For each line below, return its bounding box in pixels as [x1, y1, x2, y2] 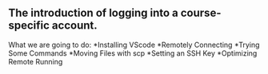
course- [180, 6, 222, 20]
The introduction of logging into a [8, 6, 178, 20]
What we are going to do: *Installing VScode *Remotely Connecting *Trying [8, 40, 260, 49]
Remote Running [8, 56, 63, 66]
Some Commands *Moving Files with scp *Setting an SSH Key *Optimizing [8, 48, 258, 58]
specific [8, 19, 50, 33]
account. [51, 19, 98, 33]
